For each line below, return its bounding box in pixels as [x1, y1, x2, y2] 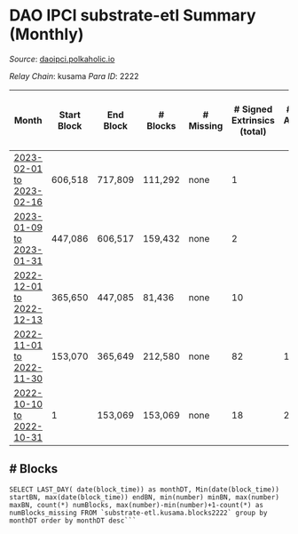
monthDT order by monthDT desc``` [9, 516, 137, 525]
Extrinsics [231, 114, 275, 126]
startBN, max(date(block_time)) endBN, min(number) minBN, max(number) [9, 492, 279, 502]
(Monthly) [9, 24, 84, 44]
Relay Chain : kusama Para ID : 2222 [9, 70, 139, 81]
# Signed [233, 103, 273, 116]
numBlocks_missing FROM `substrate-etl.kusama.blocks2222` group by [9, 508, 268, 517]
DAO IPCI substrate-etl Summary [9, 5, 256, 26]
